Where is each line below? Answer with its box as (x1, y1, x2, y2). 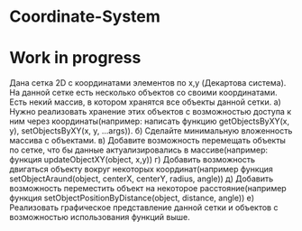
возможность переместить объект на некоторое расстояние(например (9, 183, 287, 194)
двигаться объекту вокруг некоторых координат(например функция (9, 164, 273, 175)
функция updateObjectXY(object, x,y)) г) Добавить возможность (9, 154, 255, 165)
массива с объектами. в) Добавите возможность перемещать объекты (9, 135, 287, 146)
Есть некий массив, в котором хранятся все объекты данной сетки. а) (9, 97, 281, 107)
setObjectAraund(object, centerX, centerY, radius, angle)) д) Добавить (9, 173, 274, 184)
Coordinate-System (9, 6, 160, 27)
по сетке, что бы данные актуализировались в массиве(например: (9, 144, 269, 155)
